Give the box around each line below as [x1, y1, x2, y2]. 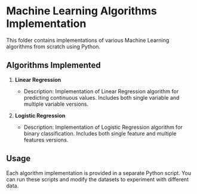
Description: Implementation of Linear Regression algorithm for [23, 88, 179, 95]
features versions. [23, 136, 69, 143]
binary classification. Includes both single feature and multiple [23, 130, 177, 137]
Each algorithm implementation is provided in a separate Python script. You [6, 169, 192, 177]
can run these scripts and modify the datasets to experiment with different [6, 175, 189, 183]
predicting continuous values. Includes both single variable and [23, 94, 180, 101]
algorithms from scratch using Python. [6, 43, 100, 50]
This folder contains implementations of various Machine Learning [6, 36, 170, 44]
